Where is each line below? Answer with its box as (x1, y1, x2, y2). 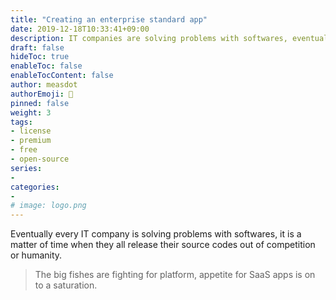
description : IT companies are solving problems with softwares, (10, 33, 288, 43)
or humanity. (10, 249, 63, 261)
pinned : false (10, 98, 70, 108)
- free (10, 145, 38, 155)
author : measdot (10, 80, 78, 90)
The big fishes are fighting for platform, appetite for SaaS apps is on (34, 269, 316, 281)
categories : (10, 182, 60, 192)
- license (10, 126, 52, 136)
